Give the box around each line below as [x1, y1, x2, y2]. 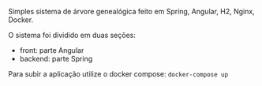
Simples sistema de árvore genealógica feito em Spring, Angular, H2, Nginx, [8, 7, 255, 16]
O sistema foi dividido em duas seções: [8, 31, 136, 39]
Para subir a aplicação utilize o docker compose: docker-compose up [8, 69, 229, 78]
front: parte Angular [19, 46, 84, 54]
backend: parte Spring [19, 54, 93, 63]
